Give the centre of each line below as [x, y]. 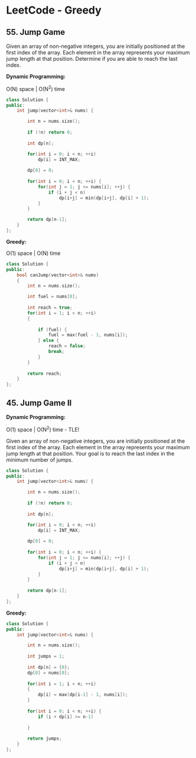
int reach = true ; [50, 308]
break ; [56, 352]
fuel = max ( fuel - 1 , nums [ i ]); [88, 335]
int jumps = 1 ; [46, 656]
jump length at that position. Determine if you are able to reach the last [92, 59]
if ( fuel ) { [52, 329]
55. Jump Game [36, 32]
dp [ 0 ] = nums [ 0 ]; [48, 673]
